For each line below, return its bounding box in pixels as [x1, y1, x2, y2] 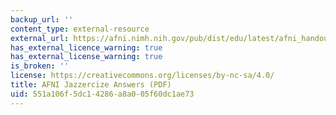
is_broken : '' [10, 61, 70, 71]
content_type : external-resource [10, 24, 150, 34]
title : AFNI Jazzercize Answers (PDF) [10, 80, 172, 90]
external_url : [10, 33, 70, 43]
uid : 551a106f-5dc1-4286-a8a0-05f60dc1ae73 [10, 89, 195, 99]
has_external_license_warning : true [10, 52, 163, 62]
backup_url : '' [10, 14, 74, 25]
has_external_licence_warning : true [10, 42, 163, 53]
